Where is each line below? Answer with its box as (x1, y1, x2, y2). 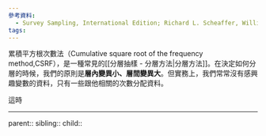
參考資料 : (8, 11, 36, 20)
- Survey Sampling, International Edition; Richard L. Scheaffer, (15, 19, 239, 27)
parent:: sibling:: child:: (8, 119, 83, 128)
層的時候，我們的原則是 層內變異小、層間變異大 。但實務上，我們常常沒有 (8, 69, 244, 78)
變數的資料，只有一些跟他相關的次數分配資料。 (14, 78, 168, 88)
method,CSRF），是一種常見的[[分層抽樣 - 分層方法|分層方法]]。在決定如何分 (8, 59, 256, 68)
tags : (8, 26, 26, 34)
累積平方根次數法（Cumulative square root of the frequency (8, 49, 203, 59)
